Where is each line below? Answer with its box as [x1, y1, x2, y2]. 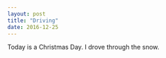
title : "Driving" [7, 17, 59, 24]
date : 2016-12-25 [7, 23, 59, 30]
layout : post [7, 10, 46, 18]
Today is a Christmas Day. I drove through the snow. [7, 43, 160, 52]
